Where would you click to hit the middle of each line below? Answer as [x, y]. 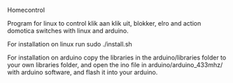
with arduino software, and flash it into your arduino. [83, 72]
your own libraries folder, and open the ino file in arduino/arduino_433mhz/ [115, 65]
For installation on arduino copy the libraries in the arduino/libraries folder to [117, 57]
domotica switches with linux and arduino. [68, 31]
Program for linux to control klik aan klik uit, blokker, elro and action [104, 23]
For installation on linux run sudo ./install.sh [70, 44]
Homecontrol [26, 10]
